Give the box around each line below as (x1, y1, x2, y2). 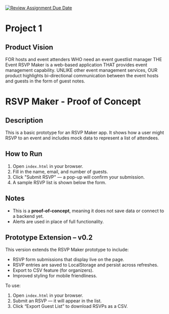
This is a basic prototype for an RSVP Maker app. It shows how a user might (5, 130, 164, 135)
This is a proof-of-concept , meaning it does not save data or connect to (12, 208, 164, 214)
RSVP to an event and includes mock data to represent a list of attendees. (5, 135, 159, 141)
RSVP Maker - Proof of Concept (5, 96, 141, 107)
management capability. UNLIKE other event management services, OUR (5, 67, 158, 73)
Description (5, 116, 43, 125)
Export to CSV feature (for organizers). (12, 267, 94, 273)
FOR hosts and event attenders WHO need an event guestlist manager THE (5, 56, 162, 62)
